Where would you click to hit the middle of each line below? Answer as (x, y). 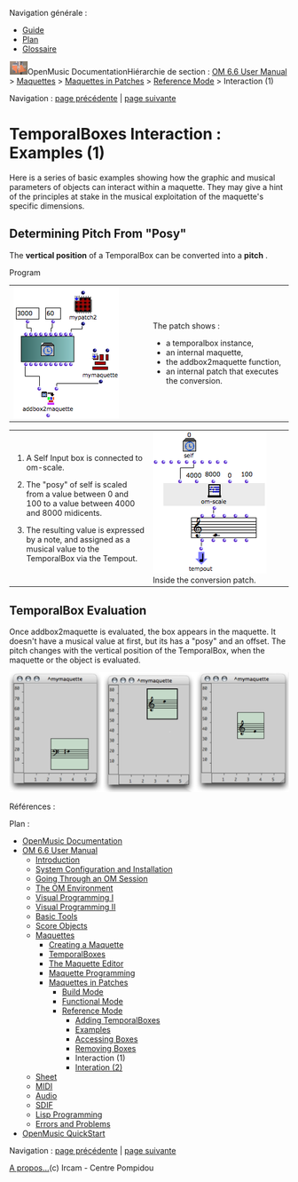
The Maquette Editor (86, 964)
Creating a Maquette (86, 944)
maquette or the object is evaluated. (75, 660)
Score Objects (61, 925)
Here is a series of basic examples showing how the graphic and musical (142, 178)
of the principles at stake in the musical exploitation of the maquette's (137, 196)
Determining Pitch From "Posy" (98, 234)
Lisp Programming (69, 1115)
